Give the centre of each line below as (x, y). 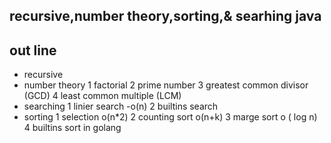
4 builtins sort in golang (72, 128)
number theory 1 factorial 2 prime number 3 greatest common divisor (166, 85)
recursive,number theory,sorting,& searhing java (165, 16)
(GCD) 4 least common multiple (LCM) (102, 96)
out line (33, 50)
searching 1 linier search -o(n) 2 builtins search (121, 106)
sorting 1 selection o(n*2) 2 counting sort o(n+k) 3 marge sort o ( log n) (170, 117)
